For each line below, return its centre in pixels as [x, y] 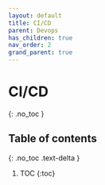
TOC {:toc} [37, 173]
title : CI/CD [30, 23]
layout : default [35, 15]
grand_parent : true [41, 52]
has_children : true [41, 38]
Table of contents [52, 139]
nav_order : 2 [30, 45]
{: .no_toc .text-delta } [44, 158]
